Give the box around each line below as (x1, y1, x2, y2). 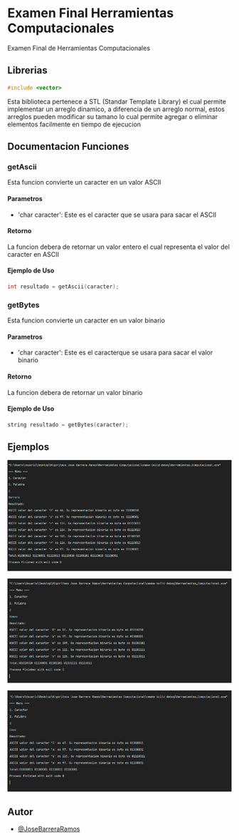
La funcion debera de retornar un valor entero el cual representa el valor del (7, 242, 230, 251)
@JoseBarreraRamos (17, 825, 80, 834)
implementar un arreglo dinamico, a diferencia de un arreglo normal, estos (7, 105, 225, 113)
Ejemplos (7, 441, 50, 453)
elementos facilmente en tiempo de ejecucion (7, 120, 141, 128)
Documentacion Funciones (7, 140, 129, 153)
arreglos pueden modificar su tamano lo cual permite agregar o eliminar (7, 112, 218, 121)
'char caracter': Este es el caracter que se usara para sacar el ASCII (17, 210, 217, 219)
